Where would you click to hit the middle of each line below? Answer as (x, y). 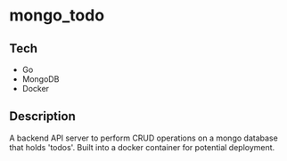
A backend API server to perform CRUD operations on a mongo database (143, 138)
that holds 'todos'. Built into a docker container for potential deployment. (142, 147)
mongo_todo (57, 16)
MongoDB (41, 79)
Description (42, 117)
